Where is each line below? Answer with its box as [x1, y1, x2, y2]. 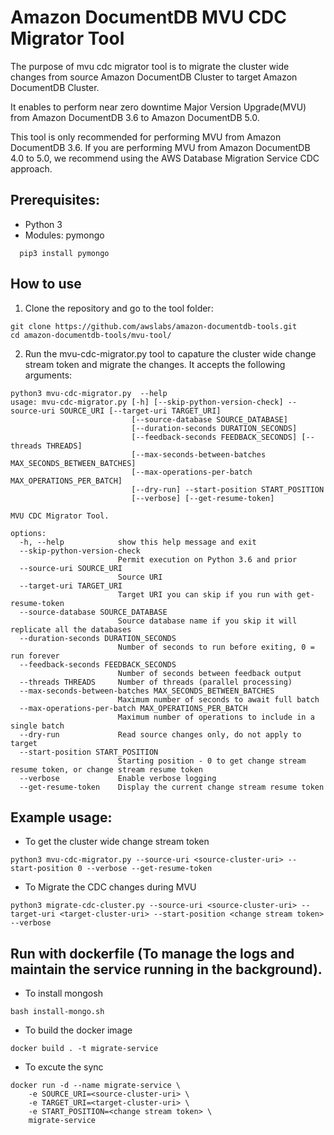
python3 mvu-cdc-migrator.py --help [10, 388, 168, 398]
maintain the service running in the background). [10, 961, 323, 978]
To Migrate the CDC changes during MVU [24, 881, 197, 893]
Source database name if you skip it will [117, 616, 298, 626]
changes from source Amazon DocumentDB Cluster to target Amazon [10, 71, 298, 83]
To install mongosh [24, 987, 103, 1000]
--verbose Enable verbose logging [19, 773, 217, 783]
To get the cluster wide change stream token [24, 836, 210, 848]
